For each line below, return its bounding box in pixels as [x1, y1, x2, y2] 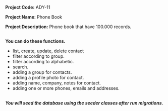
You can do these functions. [5, 38, 66, 44]
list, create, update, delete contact [12, 48, 84, 54]
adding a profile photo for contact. [12, 75, 84, 81]
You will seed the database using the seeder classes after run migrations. [5, 100, 163, 106]
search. [12, 64, 29, 70]
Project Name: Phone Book [5, 14, 62, 20]
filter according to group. [12, 53, 65, 59]
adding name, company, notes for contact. [12, 80, 101, 86]
